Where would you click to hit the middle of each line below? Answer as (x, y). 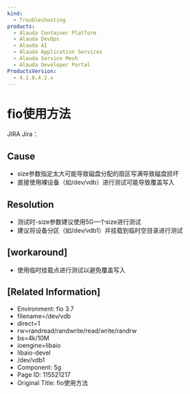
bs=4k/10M (33, 338)
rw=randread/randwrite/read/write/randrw (77, 331)
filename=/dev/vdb (44, 316)
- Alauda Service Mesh (46, 59)
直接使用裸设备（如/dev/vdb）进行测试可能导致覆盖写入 (96, 183)
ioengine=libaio (39, 345)
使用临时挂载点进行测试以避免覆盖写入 (71, 270)
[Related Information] (54, 292)
